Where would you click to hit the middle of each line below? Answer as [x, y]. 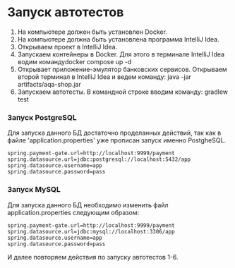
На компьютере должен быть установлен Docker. [92, 32]
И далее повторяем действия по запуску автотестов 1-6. [93, 257]
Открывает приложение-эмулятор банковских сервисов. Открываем [122, 69]
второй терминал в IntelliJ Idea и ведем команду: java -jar [104, 77]
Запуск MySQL [34, 190]
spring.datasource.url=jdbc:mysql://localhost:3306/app [91, 231]
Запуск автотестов [66, 12]
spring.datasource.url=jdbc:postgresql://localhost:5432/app [99, 159]
